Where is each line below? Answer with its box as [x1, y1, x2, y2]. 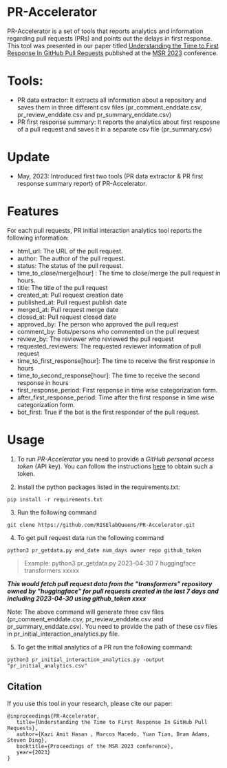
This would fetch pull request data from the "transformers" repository [7, 579, 213, 588]
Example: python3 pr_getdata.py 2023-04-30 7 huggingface [23, 559, 196, 567]
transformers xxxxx [23, 566, 80, 574]
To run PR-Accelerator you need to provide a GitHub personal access [17, 455, 215, 463]
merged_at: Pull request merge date [17, 305, 119, 313]
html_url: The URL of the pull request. [17, 247, 123, 255]
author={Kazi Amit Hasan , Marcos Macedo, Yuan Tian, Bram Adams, [16, 731, 211, 738]
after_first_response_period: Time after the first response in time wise [17, 393, 215, 402]
